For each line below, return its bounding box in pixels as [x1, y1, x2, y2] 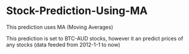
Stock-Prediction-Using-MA [6, 4, 148, 18]
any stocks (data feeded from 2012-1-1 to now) [6, 41, 120, 48]
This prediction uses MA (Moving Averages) [6, 23, 114, 31]
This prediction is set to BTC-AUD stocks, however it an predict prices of [6, 35, 184, 42]
